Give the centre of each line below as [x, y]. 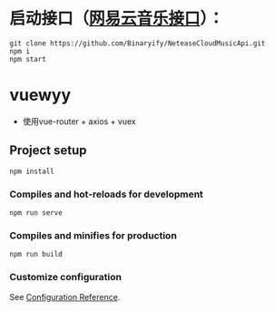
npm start [28, 59]
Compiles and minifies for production [93, 235]
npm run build [36, 255]
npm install [32, 171]
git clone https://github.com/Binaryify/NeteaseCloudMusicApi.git [137, 43]
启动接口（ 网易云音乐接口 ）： [117, 19]
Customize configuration [66, 277]
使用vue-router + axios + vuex [79, 121]
